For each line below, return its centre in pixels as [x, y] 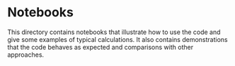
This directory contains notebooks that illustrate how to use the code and [114, 32]
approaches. [26, 55]
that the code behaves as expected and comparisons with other [100, 47]
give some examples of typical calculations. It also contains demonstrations [117, 39]
